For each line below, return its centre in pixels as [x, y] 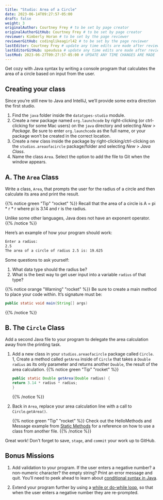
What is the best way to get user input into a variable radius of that [79, 274]
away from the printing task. [33, 345]
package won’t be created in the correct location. [61, 136]
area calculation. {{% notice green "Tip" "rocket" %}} [65, 370]
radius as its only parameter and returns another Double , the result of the [85, 364]
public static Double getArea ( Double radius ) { [61, 378]
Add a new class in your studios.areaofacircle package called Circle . [83, 354]
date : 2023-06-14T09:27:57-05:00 [39, 14]
